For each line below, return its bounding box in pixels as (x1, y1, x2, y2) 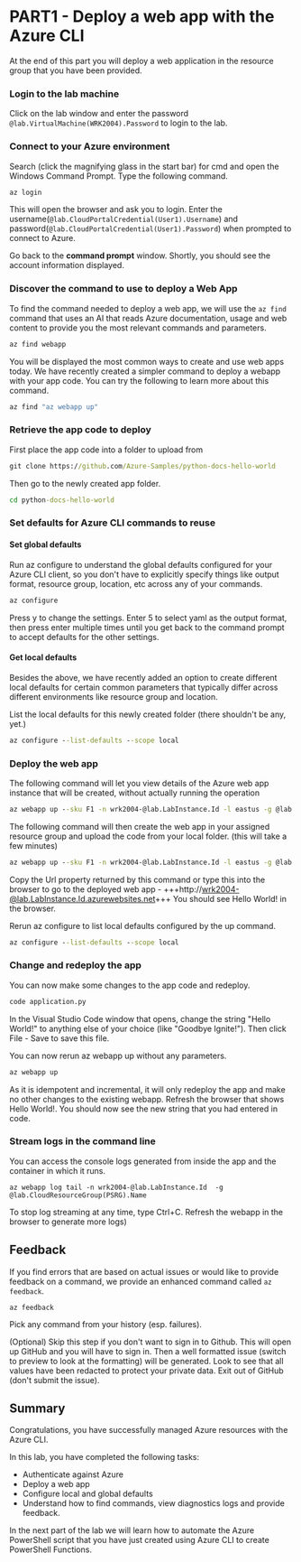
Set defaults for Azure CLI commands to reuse (9, 516, 216, 529)
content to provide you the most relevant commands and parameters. (9, 322, 268, 333)
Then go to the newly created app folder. (9, 478, 161, 488)
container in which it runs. (9, 1165, 106, 1176)
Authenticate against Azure (22, 1469, 124, 1480)
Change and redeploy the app (9, 959, 142, 972)
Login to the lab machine (9, 88, 120, 100)
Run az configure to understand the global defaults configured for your (9, 559, 273, 570)
